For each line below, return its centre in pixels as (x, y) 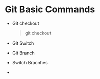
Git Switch (23, 43)
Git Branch (23, 53)
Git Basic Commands (50, 9)
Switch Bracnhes (30, 62)
